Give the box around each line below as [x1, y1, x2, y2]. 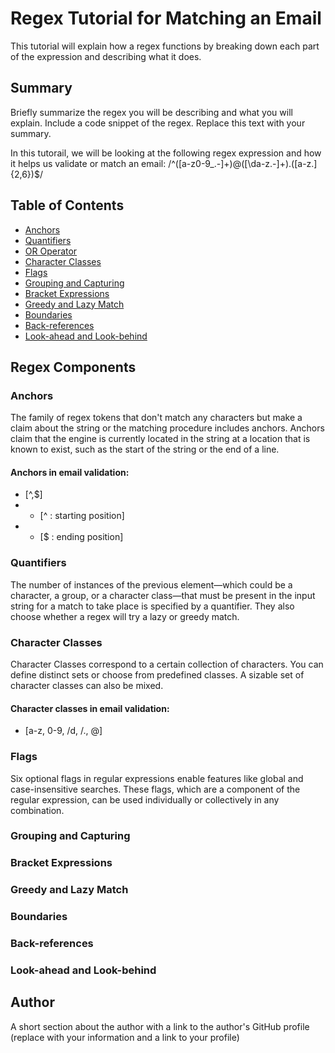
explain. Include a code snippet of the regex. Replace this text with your [10, 117, 306, 129]
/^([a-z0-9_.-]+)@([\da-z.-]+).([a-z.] [168, 157, 318, 169]
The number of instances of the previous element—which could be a [10, 578, 293, 591]
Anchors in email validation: [10, 466, 130, 478]
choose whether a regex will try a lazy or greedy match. [10, 610, 240, 622]
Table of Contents [10, 197, 125, 214]
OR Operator [24, 245, 78, 257]
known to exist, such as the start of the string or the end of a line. [10, 443, 280, 456]
